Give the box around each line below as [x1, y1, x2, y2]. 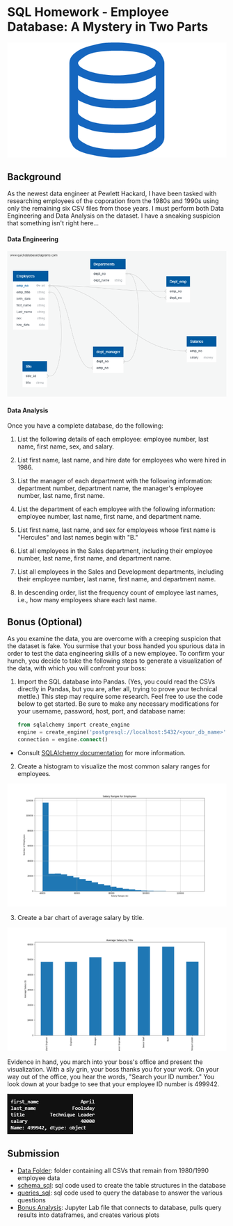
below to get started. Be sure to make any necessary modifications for [17, 700, 219, 708]
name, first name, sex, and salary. [17, 442, 115, 451]
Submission [7, 1148, 61, 1160]
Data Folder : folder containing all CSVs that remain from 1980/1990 [17, 1166, 209, 1175]
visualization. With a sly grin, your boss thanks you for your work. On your [7, 1065, 219, 1073]
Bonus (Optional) [7, 616, 83, 628]
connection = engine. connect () [17, 736, 109, 743]
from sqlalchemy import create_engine [17, 721, 130, 729]
